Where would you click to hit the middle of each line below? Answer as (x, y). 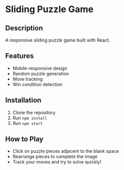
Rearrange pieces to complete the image (55, 157)
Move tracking (28, 79)
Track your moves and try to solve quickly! (57, 162)
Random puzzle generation (41, 73)
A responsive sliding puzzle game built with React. (58, 40)
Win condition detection (37, 84)
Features (19, 56)
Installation (23, 100)
